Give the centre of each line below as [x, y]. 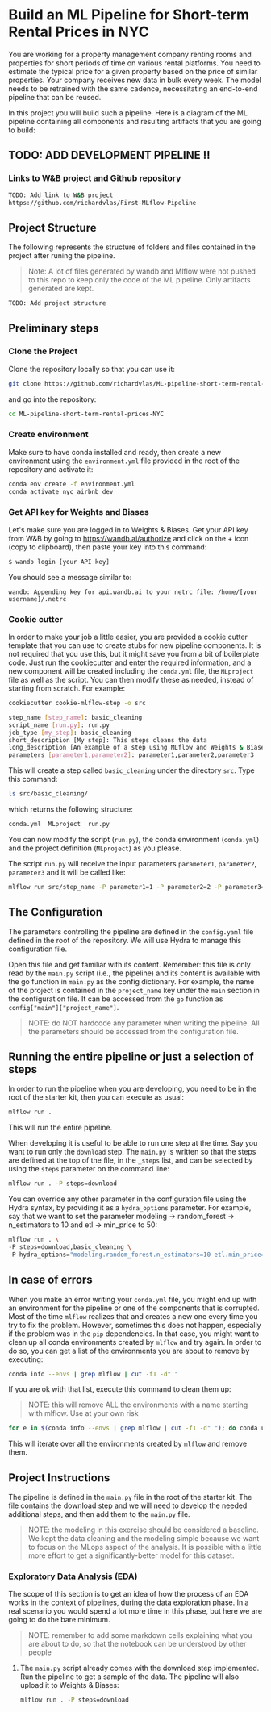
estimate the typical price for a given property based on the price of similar [133, 71]
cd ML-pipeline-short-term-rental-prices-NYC [86, 414]
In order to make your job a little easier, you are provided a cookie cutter [128, 637]
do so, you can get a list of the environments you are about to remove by [129, 1351]
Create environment [48, 435]
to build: [22, 130]
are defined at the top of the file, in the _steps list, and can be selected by [131, 1160]
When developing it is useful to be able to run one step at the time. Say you [133, 1143]
